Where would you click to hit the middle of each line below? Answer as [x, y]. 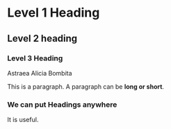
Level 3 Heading [35, 58]
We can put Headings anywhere [62, 104]
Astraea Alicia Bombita [40, 73]
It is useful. [23, 120]
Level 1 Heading [54, 13]
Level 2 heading [42, 38]
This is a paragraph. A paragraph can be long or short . [86, 86]
